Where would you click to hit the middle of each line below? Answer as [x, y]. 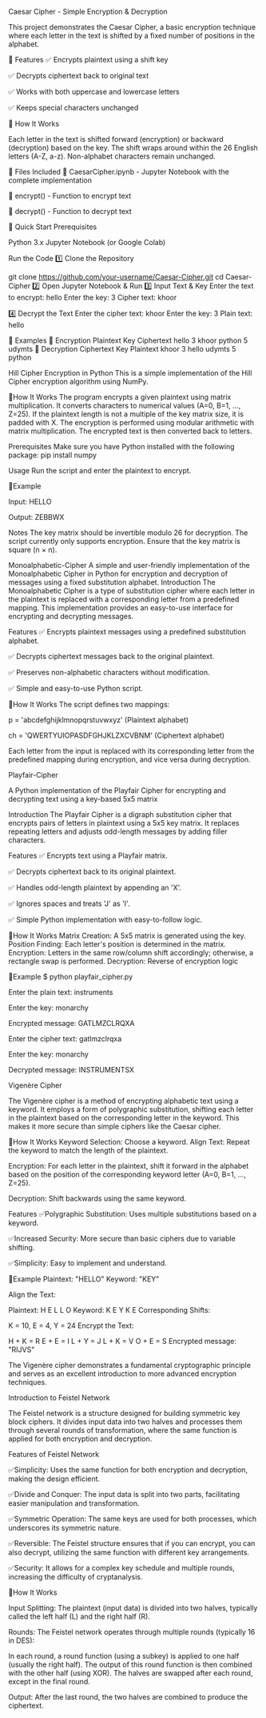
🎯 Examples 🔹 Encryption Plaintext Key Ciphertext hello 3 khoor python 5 [128, 340]
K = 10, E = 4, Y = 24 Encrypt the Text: [71, 1326]
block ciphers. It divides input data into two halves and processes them [125, 1422]
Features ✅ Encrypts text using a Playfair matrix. [88, 855]
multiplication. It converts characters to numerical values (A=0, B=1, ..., [125, 405]
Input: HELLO [30, 501]
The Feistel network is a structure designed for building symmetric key [125, 1413]
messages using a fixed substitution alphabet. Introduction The [112, 582]
